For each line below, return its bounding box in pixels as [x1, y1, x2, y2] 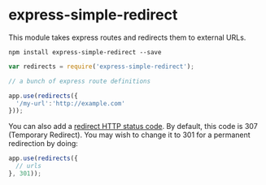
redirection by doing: [8, 139, 79, 148]
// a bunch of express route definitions [8, 77, 151, 85]
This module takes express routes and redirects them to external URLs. [8, 32, 246, 42]
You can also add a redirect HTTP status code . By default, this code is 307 [8, 122, 258, 131]
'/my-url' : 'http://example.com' [15, 99, 126, 107]
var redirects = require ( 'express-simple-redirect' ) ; [8, 62, 195, 71]
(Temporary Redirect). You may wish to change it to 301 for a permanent [8, 130, 251, 140]
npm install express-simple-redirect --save [8, 48, 162, 56]
